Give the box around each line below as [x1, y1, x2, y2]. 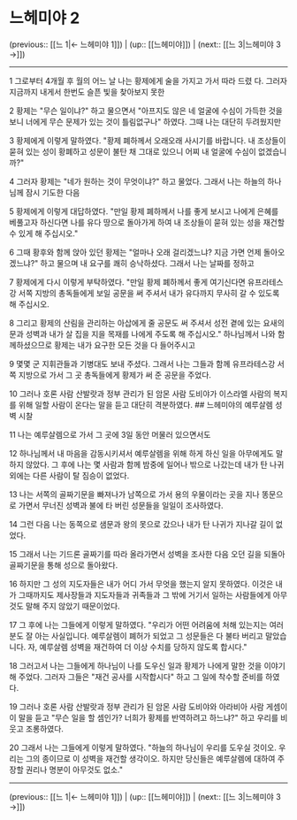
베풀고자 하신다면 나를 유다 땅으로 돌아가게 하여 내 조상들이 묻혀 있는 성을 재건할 [9, 217, 286, 227]
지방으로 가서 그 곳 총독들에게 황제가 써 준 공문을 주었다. [18, 369, 212, 380]
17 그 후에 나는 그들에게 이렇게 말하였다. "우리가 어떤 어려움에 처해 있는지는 [9, 619, 268, 630]
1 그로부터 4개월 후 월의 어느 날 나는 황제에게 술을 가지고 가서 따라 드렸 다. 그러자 [9, 75, 287, 86]
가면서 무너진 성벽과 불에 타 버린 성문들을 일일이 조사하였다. [18, 500, 224, 510]
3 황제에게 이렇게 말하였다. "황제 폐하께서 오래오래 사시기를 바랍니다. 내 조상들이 [9, 134, 286, 146]
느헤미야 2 [9, 8, 80, 28]
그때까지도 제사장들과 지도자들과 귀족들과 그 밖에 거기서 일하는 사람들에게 [18, 589, 271, 600]
